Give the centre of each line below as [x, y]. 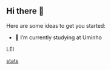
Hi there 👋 [25, 11]
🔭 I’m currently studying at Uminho [58, 37]
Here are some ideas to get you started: [56, 25]
